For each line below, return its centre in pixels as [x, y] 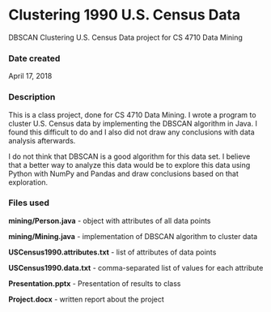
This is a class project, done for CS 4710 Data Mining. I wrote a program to [132, 114]
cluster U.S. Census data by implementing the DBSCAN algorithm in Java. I [133, 123]
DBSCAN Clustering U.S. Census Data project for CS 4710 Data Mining [125, 37]
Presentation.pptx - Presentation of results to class [95, 283]
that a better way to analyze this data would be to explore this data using [129, 165]
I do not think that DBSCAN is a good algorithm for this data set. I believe [129, 156]
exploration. [28, 182]
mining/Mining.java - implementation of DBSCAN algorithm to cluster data [133, 236]
